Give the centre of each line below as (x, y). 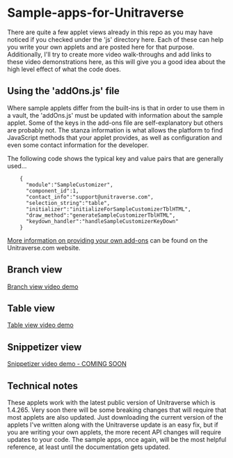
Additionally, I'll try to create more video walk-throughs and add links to (110, 54)
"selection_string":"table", (68, 203)
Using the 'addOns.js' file (64, 91)
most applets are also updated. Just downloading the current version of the (115, 417)
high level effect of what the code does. (64, 69)
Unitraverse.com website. (44, 247)
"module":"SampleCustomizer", (69, 185)
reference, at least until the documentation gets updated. (89, 447)
